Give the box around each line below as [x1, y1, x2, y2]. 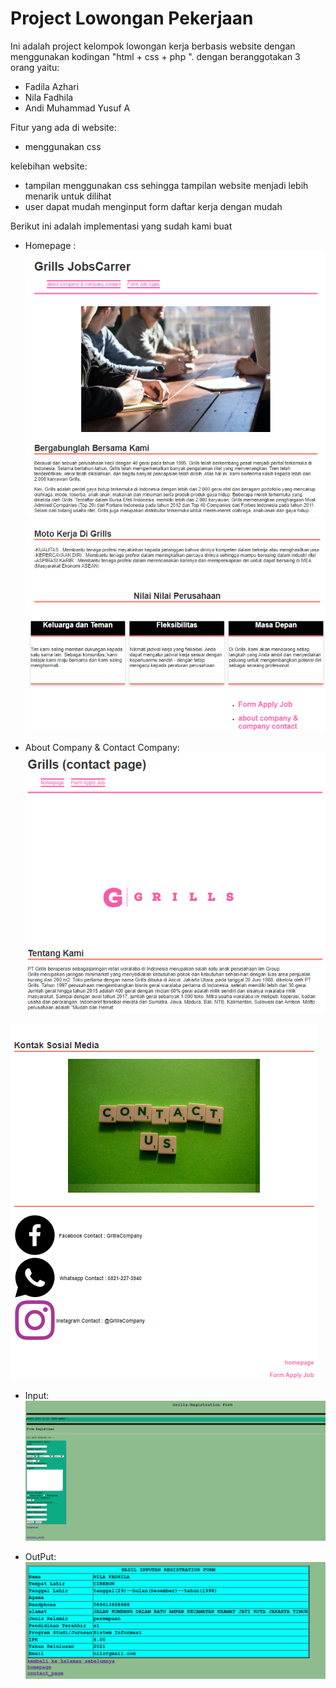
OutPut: [24, 1551, 57, 1563]
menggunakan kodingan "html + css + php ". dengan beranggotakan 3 [10, 50, 301, 62]
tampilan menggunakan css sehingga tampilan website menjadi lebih [24, 179, 309, 191]
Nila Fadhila [24, 91, 74, 103]
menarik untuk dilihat [24, 190, 112, 202]
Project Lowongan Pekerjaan [10, 7, 254, 30]
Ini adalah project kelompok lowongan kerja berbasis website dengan [10, 40, 296, 52]
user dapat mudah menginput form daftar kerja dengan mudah [24, 200, 283, 212]
